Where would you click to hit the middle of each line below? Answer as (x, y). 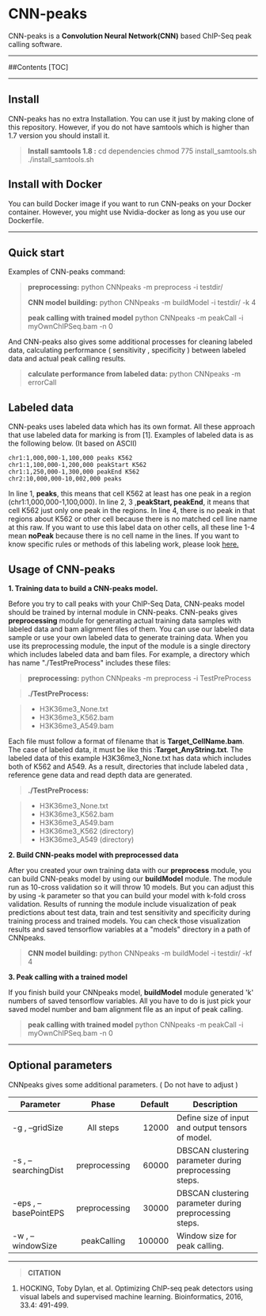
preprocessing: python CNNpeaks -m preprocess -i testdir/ (125, 288)
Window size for (207, 1236)
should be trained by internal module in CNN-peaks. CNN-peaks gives (123, 612)
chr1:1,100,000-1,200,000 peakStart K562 (78, 465)
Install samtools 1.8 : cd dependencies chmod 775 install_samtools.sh (142, 151)
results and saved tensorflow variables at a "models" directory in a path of (129, 929)
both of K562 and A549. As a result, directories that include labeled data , (128, 766)
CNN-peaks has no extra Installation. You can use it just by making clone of (131, 118)
